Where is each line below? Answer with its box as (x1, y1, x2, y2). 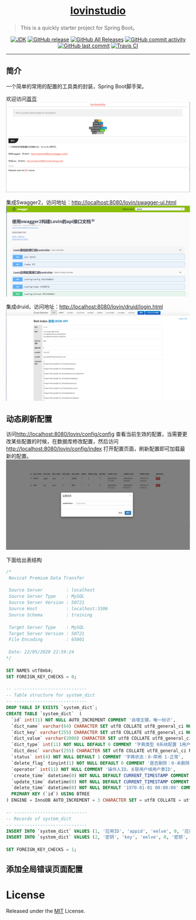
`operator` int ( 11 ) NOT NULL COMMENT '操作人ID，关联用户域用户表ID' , (11, 766, 176, 772)
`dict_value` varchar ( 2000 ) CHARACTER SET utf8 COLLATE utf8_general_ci (11, 736, 192, 741)
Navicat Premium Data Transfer (8, 575, 85, 581)
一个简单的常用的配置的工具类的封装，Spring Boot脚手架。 (6, 83, 147, 90)
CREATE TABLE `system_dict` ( (6, 710, 82, 717)
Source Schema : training (8, 612, 93, 618)
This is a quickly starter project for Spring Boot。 (20, 24, 138, 31)
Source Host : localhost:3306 (8, 606, 108, 612)
